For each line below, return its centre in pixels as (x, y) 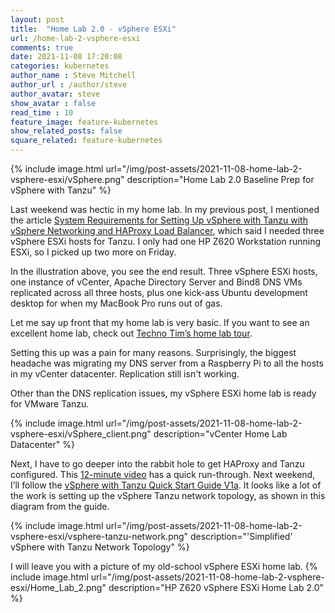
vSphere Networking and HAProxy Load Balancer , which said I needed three (167, 230)
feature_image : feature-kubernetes (84, 122)
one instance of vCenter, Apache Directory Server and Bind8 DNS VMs (156, 282)
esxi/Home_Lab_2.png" (58, 587)
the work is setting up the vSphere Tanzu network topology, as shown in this (168, 495)
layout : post (37, 19)
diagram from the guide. (60, 506)
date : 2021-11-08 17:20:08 (66, 57)
